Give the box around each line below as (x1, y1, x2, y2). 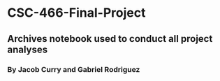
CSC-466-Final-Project (7, 5, 146, 21)
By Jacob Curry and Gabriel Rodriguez (7, 64, 140, 74)
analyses (7, 43, 48, 55)
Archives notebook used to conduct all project (7, 33, 213, 45)
